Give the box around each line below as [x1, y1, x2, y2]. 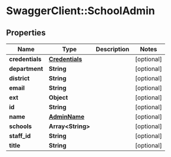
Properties [6, 28, 46, 38]
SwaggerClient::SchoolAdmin [6, 4, 155, 18]
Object [48, 93, 68, 102]
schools [9, 122, 32, 130]
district [9, 74, 30, 82]
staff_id [9, 132, 31, 140]
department [9, 65, 43, 73]
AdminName [48, 113, 84, 120]
